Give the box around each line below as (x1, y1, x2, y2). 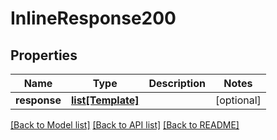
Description (148, 77, 206, 90)
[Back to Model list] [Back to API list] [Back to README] (10, 119, 240, 131)
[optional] (214, 93, 262, 107)
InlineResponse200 (10, 7, 177, 30)
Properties (10, 47, 78, 64)
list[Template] (70, 93, 140, 107)
